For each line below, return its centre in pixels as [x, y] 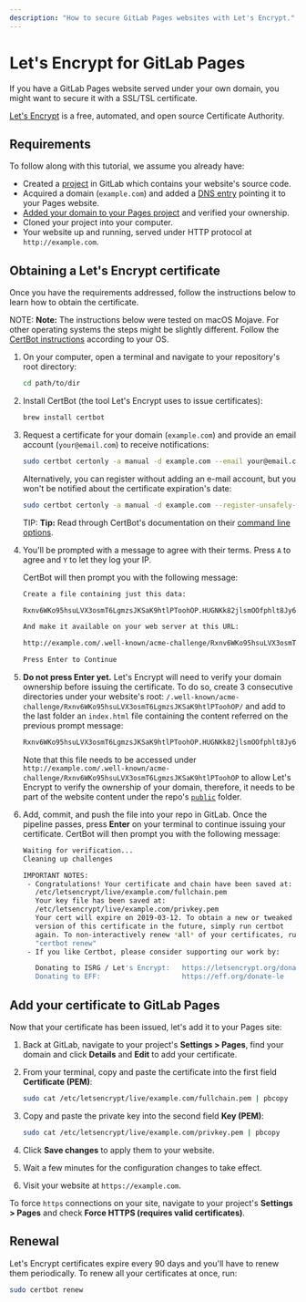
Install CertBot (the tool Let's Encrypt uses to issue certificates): [143, 401]
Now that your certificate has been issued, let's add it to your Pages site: [146, 1027]
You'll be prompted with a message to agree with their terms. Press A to [157, 550]
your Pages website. [61, 203]
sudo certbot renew [46, 1290]
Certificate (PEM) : [57, 1082]
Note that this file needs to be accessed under [110, 759]
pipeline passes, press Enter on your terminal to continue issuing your [154, 824]
